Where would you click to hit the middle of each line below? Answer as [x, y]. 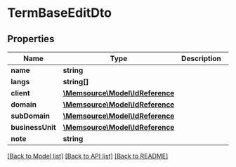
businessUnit [33, 127]
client [20, 93]
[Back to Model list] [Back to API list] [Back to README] [88, 156]
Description [201, 59]
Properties [31, 39]
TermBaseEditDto [60, 13]
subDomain [31, 116]
